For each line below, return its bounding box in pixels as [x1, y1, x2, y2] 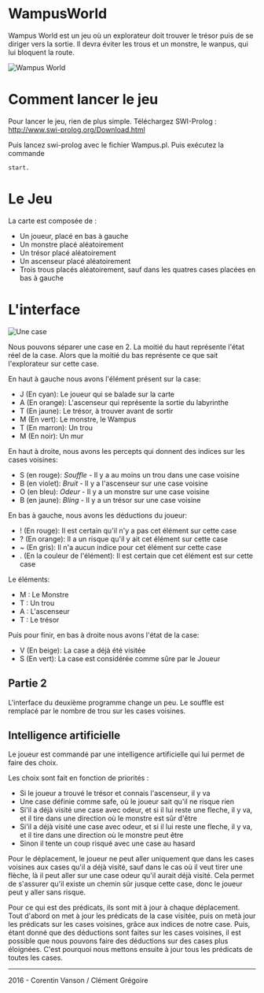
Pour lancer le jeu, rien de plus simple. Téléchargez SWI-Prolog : [8, 116, 218, 126]
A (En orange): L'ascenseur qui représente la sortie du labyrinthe [19, 397, 229, 407]
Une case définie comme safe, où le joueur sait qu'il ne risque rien [19, 797, 234, 806]
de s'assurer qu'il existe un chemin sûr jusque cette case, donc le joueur [8, 880, 244, 889]
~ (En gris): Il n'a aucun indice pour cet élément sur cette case [19, 542, 222, 552]
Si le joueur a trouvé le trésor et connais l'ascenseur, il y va [19, 789, 211, 798]
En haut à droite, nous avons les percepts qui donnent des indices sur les [8, 446, 245, 456]
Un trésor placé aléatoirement [19, 247, 116, 257]
